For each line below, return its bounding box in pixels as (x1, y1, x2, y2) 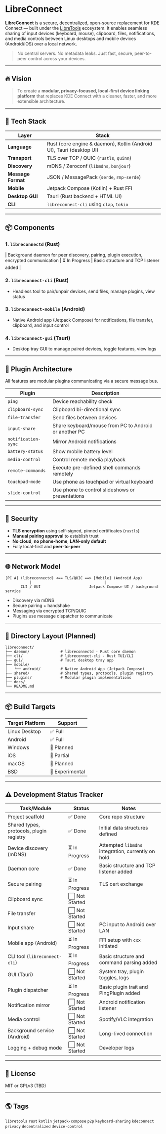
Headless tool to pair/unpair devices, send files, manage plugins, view (12, 288, 155, 294)
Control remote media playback (52, 456, 126, 463)
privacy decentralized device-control (5, 1124, 83, 1129)
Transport (7, 154, 32, 161)
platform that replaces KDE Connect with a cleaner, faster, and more (17, 93, 157, 99)
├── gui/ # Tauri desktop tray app (5, 658, 114, 663)
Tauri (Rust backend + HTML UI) (46, 193, 122, 200)
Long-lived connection (99, 1030, 153, 1037)
